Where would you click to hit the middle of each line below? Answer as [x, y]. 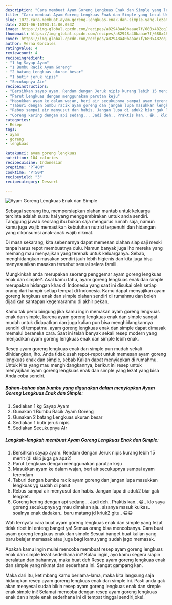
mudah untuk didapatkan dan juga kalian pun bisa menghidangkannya [79, 323]
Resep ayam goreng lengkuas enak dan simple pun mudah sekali [74, 349]
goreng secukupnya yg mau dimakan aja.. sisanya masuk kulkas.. [82, 507]
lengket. [21, 497]
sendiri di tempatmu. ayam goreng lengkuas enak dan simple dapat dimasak [86, 328]
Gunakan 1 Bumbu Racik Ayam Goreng [53, 412]
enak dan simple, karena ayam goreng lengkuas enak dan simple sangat [81, 317]
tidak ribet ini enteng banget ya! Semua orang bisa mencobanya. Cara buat [84, 528]
